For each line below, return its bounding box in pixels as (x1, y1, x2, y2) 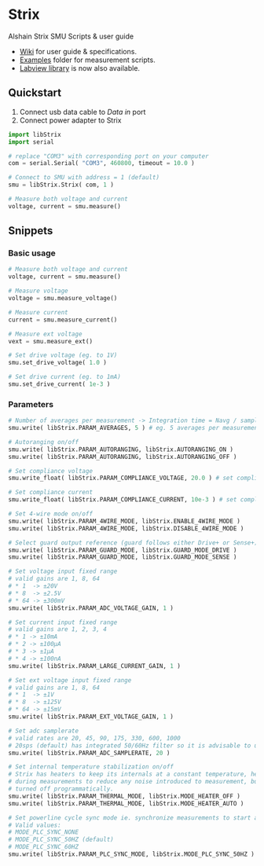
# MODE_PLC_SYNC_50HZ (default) (8, 835, 114, 844)
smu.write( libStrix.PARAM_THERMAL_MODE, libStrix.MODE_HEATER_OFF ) (8, 792, 241, 800)
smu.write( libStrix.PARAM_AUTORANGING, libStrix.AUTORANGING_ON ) (8, 446, 234, 453)
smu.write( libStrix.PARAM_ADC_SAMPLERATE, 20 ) (8, 749, 170, 757)
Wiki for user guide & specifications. (19, 46, 137, 56)
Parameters (8, 398, 53, 409)
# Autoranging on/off (8, 438, 79, 446)
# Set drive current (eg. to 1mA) (8, 373, 122, 381)
